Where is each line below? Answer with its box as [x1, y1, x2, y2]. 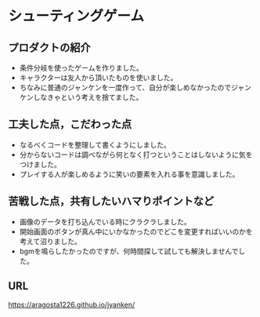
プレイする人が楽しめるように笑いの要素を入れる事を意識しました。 [19, 169, 240, 179]
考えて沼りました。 [19, 236, 82, 246]
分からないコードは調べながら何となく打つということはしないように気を [19, 150, 253, 159]
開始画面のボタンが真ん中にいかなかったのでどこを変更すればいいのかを [19, 227, 253, 236]
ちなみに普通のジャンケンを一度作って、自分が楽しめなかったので [19, 83, 232, 92]
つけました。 [19, 159, 61, 169]
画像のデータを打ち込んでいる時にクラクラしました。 [19, 217, 192, 226]
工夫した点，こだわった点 [8, 118, 132, 131]
